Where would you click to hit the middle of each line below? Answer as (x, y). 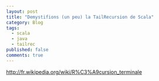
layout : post (22, 11)
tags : (13, 28)
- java (19, 39)
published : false (27, 50)
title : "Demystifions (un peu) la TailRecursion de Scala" (80, 17)
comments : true (25, 55)
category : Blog (25, 22)
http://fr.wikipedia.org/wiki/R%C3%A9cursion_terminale (74, 72)
